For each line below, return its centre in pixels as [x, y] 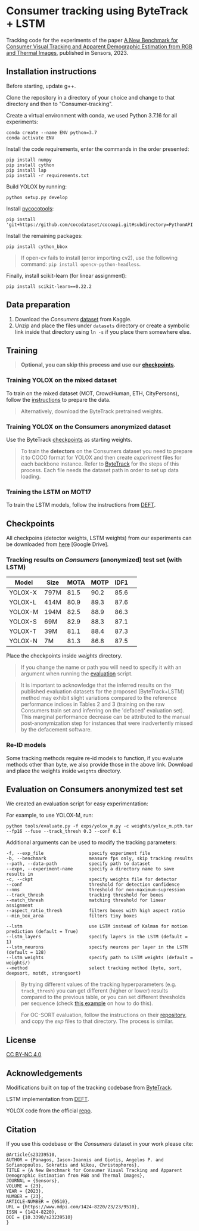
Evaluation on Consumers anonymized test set [94, 790]
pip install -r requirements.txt [48, 175]
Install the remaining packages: [45, 235]
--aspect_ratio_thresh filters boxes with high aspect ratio [96, 911]
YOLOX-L [23, 602]
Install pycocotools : [30, 208]
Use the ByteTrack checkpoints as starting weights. [69, 439]
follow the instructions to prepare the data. [58, 399]
